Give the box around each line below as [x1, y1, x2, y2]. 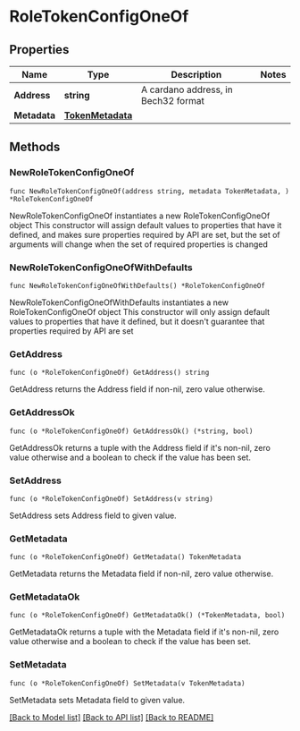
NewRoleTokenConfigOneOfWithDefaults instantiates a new [9, 297, 229, 308]
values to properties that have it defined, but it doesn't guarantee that [9, 316, 265, 327]
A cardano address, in [141, 83, 234, 96]
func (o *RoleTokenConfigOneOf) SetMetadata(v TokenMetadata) [9, 678, 246, 688]
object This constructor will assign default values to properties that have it [9, 219, 282, 230]
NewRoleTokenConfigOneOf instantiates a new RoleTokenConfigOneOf [9, 210, 271, 221]
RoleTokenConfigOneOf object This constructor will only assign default [9, 306, 271, 317]
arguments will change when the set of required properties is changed [9, 239, 268, 250]
